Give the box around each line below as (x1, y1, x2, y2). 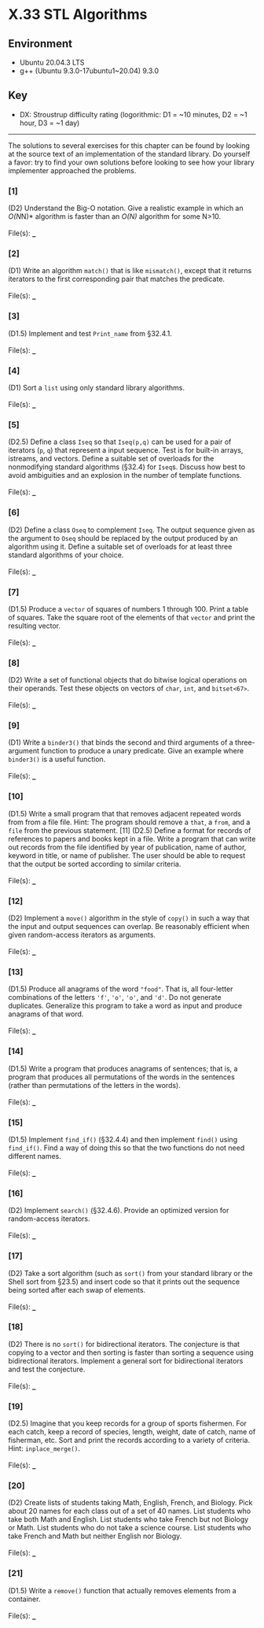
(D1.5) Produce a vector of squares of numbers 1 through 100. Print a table (8, 604, 249, 613)
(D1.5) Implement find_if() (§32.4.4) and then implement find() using (8, 1134, 238, 1144)
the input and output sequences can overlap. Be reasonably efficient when (8, 922, 250, 931)
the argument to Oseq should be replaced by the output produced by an (8, 533, 238, 542)
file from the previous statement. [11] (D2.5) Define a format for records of (8, 825, 251, 835)
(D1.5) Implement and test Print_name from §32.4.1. (8, 328, 173, 338)
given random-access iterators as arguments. (8, 931, 156, 940)
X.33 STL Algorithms (8, 6, 148, 24)
